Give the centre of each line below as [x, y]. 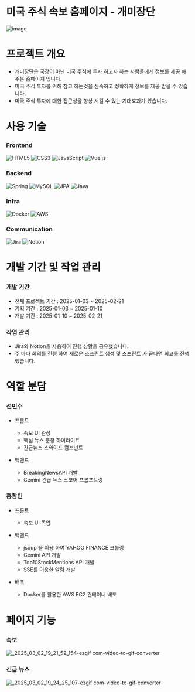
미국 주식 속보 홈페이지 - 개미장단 [81, 12]
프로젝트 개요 [36, 54]
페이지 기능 [31, 620]
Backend [19, 173]
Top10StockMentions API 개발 [59, 562]
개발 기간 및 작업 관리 [54, 267]
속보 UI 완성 [37, 433]
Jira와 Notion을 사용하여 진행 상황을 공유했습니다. [71, 346]
